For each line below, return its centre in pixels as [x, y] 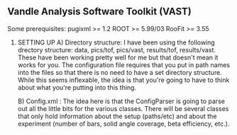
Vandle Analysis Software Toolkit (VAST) [99, 12]
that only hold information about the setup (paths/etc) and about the [117, 116]
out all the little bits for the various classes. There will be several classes [123, 108]
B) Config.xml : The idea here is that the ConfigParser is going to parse [121, 101]
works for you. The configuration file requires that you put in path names [124, 65]
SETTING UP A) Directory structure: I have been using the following [116, 42]
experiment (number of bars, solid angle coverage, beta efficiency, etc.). [123, 124]
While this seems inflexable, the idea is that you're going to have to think [123, 80]
